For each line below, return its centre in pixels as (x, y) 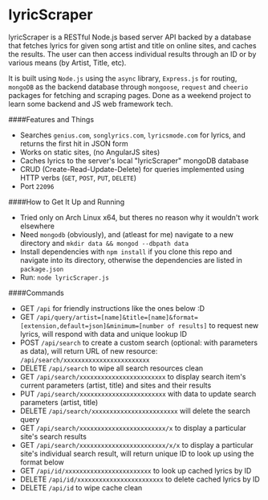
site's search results (53, 436)
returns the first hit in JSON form (74, 143)
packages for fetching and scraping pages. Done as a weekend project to (130, 95)
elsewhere (37, 226)
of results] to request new (213, 325)
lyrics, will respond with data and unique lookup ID (103, 334)
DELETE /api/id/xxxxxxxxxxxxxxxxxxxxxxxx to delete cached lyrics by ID (140, 479)
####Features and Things (51, 119)
